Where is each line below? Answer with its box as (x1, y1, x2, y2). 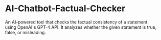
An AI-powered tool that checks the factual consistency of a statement (5, 19, 148, 25)
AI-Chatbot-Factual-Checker (5, 3, 126, 14)
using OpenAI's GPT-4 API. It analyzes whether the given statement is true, (5, 24, 157, 30)
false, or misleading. (5, 29, 46, 35)
